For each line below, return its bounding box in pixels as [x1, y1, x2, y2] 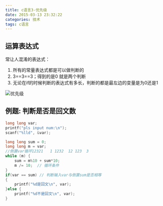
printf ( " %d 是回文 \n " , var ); [14, 182, 72, 187]
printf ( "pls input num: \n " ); [5, 125, 67, 130]
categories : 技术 [5, 17, 41, 22]
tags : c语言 [5, 21, 29, 27]
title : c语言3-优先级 [5, 7, 47, 13]
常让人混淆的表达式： [5, 56, 50, 63]
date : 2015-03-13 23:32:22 [5, 12, 62, 17]
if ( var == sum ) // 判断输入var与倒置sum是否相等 [5, 172, 102, 178]
